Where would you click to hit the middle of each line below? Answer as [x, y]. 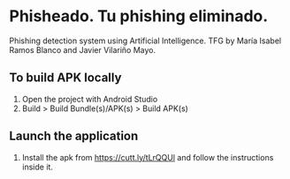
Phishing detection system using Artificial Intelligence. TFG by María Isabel [145, 41]
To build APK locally [65, 78]
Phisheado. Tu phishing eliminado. [139, 16]
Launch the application [74, 136]
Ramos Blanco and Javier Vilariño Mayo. [83, 49]
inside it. [37, 167]
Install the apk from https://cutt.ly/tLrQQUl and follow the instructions [148, 157]
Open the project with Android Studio [90, 99]
